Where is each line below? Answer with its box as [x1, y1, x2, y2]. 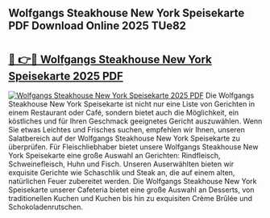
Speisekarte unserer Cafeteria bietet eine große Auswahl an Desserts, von [8, 185, 255, 195]
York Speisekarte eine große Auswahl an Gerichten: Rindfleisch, [8, 151, 221, 160]
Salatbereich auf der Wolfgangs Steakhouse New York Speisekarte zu [8, 133, 240, 143]
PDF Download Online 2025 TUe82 [8, 19, 187, 33]
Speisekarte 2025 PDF [8, 69, 123, 83]
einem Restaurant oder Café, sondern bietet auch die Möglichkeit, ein [8, 108, 239, 117]
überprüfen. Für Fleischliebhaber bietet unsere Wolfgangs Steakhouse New [8, 142, 259, 152]
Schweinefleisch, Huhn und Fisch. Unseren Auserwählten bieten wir [8, 159, 235, 169]
